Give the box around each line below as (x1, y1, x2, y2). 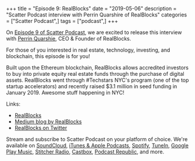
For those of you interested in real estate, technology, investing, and (6, 46, 170, 53)
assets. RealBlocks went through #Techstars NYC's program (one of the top (6, 76, 189, 83)
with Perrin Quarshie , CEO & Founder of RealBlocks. (6, 35, 132, 42)
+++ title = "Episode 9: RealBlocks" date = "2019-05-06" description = (6, 5, 177, 12)
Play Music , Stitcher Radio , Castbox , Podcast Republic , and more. (6, 148, 165, 155)
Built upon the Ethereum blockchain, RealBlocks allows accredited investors (6, 64, 189, 71)
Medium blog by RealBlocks (14, 118, 82, 125)
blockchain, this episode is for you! (6, 53, 91, 59)
